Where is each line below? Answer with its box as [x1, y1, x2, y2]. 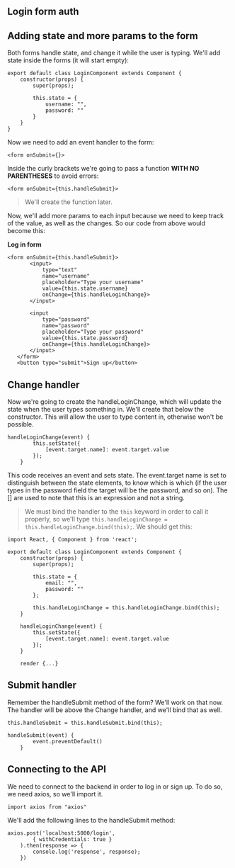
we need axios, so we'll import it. [7, 789, 103, 798]
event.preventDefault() [33, 738, 103, 745]
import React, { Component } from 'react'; [7, 536, 138, 543]
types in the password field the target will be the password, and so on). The [7, 486, 228, 495]
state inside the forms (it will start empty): [7, 56, 130, 64]
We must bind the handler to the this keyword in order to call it [24, 507, 209, 516]
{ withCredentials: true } [33, 835, 113, 842]
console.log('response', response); [33, 848, 141, 855]
